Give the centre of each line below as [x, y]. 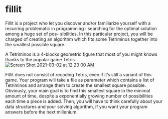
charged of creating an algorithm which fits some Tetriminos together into [81, 39]
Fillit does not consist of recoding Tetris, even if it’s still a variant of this [78, 74]
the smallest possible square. [35, 44]
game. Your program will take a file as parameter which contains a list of [80, 80]
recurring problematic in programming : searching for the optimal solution [81, 28]
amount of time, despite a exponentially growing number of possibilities [79, 96]
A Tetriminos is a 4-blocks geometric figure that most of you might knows [81, 54]
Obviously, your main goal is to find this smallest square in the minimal [78, 90]
